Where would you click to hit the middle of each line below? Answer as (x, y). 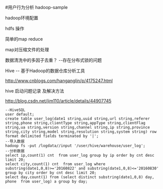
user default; (20, 114)
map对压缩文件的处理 (27, 49)
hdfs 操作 (15, 28)
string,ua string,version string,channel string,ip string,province (78, 127)
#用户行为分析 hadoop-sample (37, 7)
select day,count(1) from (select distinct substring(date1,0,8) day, (80, 177)
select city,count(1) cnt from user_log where (55, 164)
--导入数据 (15, 141)
